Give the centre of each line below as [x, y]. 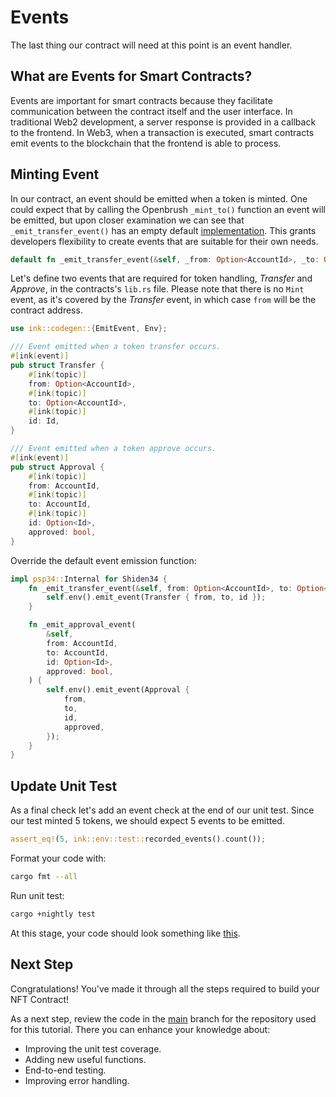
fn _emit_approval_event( [82, 625]
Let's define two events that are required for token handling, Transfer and [161, 278]
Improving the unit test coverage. [93, 1048]
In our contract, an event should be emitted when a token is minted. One [159, 198]
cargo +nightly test [53, 914]
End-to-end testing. [65, 1070]
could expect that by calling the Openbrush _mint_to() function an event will [168, 209]
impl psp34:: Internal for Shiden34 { [89, 579]
